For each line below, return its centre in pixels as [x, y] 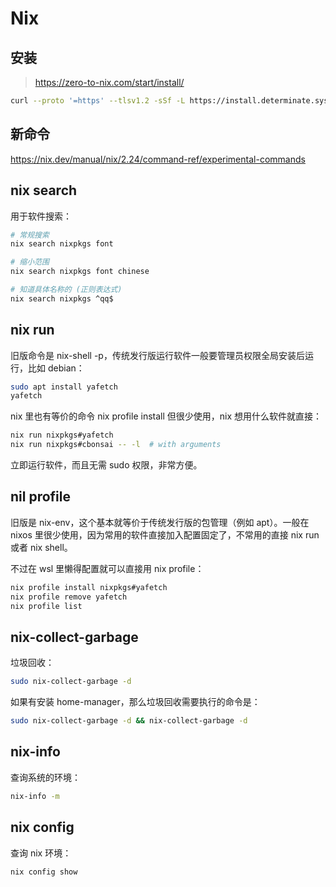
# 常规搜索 [30, 235]
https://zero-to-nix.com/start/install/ [109, 82]
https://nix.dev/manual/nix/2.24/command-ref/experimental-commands [158, 159]
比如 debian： [56, 368]
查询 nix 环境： [41, 853]
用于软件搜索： [41, 216]
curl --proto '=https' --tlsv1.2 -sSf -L [98, 101]
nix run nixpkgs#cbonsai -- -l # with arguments [116, 445]
